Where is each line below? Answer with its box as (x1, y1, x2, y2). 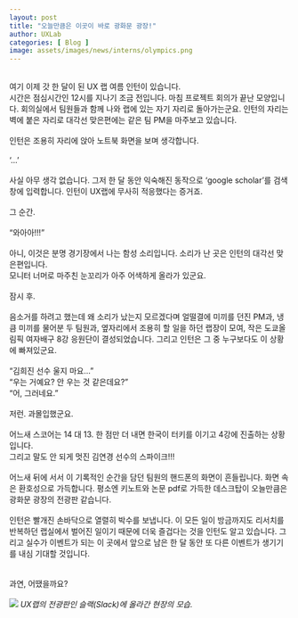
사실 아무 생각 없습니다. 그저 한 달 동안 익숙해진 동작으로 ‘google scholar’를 (9, 175, 271, 185)
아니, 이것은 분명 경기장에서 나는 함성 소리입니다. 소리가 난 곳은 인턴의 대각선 (9, 248, 275, 259)
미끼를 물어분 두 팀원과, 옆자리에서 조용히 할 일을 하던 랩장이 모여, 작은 (18, 323, 262, 334)
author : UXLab (9, 29, 62, 38)
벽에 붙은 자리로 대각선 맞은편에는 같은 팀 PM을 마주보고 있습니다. (9, 115, 238, 126)
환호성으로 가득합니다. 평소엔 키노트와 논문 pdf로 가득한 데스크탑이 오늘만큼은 (18, 483, 287, 494)
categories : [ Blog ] (9, 37, 90, 47)
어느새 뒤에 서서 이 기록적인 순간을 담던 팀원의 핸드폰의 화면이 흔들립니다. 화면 (9, 472, 280, 482)
